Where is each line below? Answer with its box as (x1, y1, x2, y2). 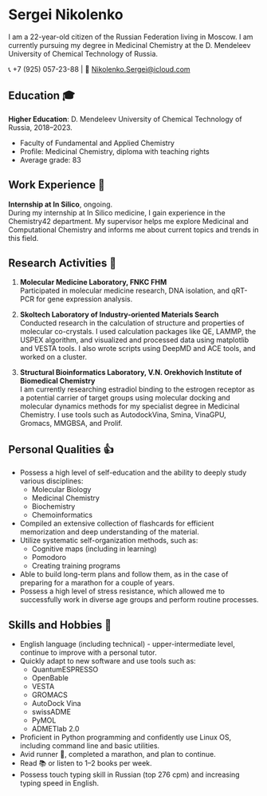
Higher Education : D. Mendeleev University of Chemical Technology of (8, 114, 242, 124)
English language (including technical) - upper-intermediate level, (19, 640, 235, 648)
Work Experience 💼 (8, 178, 105, 192)
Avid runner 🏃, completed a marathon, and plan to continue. (19, 750, 217, 759)
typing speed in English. (19, 778, 100, 787)
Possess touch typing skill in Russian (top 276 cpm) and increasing (19, 770, 241, 779)
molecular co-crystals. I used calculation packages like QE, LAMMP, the (19, 327, 257, 337)
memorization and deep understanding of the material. (19, 527, 199, 537)
